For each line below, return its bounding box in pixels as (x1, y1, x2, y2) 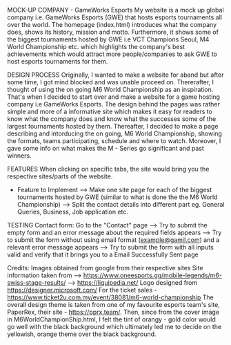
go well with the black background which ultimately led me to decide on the (7, 323, 222, 330)
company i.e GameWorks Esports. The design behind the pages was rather (7, 100, 221, 108)
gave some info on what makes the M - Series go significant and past (7, 144, 205, 152)
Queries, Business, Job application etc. (17, 207, 129, 216)
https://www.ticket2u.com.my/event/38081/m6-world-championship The (7, 293, 214, 301)
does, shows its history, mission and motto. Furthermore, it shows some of (7, 28, 219, 36)
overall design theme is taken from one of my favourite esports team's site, (7, 301, 221, 308)
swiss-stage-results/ (7, 279, 66, 286)
